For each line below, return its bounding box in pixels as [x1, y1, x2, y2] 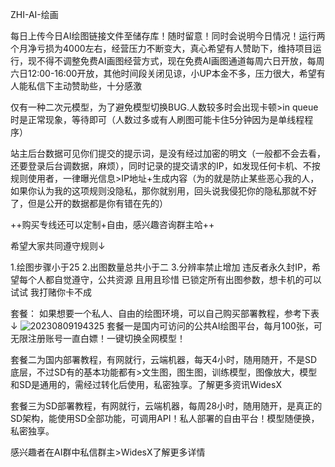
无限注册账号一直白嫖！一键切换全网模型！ [10, 333, 186, 344]
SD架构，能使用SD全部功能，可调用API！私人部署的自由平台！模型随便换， [10, 413, 320, 424]
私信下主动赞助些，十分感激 [27, 80, 142, 92]
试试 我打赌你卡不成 [10, 286, 92, 298]
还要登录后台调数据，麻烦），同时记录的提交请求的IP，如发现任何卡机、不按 [10, 160, 321, 172]
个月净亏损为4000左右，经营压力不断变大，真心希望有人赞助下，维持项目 [10, 43, 313, 54]
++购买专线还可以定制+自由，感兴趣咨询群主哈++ [10, 219, 215, 230]
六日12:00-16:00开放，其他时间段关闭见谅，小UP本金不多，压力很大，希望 [10, 68, 317, 79]
